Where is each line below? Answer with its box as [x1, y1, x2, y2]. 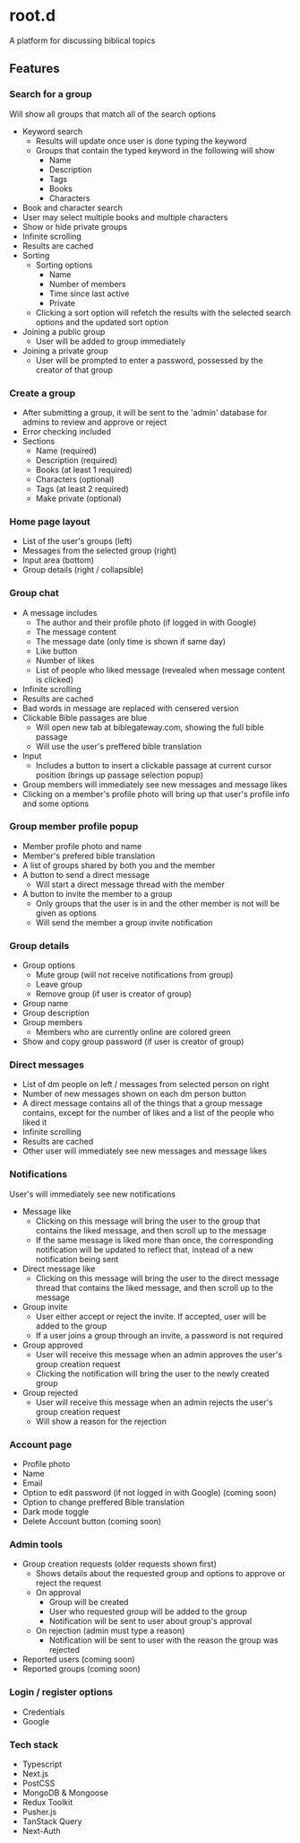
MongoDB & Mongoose [21, 1787, 109, 1798]
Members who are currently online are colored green [35, 1027, 231, 1038]
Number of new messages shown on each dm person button [21, 1088, 246, 1100]
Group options [21, 960, 76, 970]
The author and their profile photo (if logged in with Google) [35, 617, 257, 627]
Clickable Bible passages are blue [21, 712, 148, 723]
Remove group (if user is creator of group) [35, 988, 193, 999]
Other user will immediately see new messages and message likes [21, 1145, 267, 1156]
